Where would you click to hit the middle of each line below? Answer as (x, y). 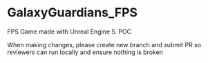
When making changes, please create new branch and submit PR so (104, 45)
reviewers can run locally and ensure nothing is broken (85, 52)
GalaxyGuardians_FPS (73, 13)
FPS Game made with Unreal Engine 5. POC (69, 32)
